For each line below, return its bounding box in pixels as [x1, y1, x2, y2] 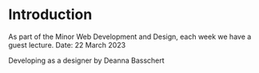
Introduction [8, 6, 93, 24]
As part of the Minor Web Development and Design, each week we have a [8, 32, 252, 41]
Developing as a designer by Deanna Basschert [8, 56, 165, 65]
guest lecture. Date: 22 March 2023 [8, 40, 126, 49]
